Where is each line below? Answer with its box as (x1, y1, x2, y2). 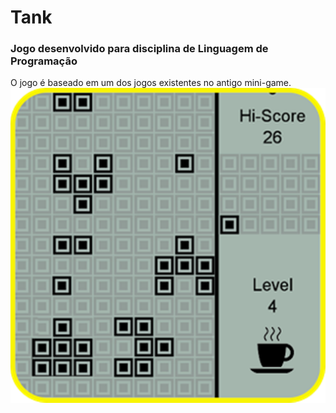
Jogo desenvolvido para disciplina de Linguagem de (10, 42, 269, 56)
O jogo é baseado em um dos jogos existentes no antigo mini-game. (10, 77, 292, 89)
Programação (10, 54, 78, 68)
